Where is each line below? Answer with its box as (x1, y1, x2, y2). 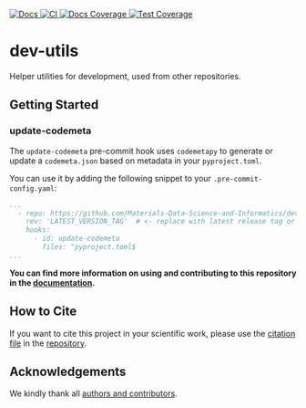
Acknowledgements (9, 363, 127, 379)
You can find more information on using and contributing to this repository (9, 267, 297, 278)
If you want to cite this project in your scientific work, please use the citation (9, 328, 296, 339)
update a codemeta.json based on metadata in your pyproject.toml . (9, 155, 262, 166)
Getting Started (9, 97, 99, 113)
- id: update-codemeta (33, 234, 120, 244)
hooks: (25, 225, 51, 235)
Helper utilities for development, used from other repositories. (9, 70, 241, 81)
